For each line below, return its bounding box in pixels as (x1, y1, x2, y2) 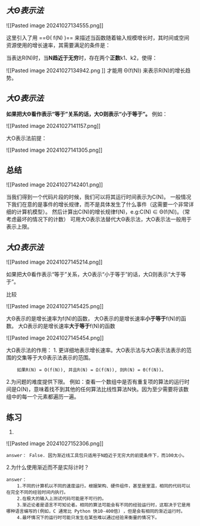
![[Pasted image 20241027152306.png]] (6, 440, 104, 447)
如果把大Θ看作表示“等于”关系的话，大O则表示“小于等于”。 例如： (6, 110, 168, 117)
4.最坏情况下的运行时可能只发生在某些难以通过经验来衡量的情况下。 (17, 515, 160, 521)
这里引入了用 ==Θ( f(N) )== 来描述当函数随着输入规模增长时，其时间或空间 (6, 34, 189, 41)
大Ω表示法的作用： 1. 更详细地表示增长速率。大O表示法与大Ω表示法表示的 (6, 347, 186, 354)
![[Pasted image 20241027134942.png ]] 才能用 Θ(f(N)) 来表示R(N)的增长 (6, 67, 186, 74)
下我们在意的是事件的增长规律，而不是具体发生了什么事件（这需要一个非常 (6, 201, 189, 208)
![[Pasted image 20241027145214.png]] (6, 258, 103, 266)
